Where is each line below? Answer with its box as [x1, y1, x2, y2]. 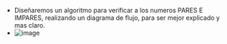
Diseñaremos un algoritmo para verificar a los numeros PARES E [14, 6, 203, 14]
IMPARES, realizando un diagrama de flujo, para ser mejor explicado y [14, 13, 220, 22]
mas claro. [14, 21, 45, 29]
